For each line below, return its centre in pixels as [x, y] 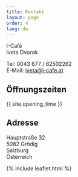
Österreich [20, 156]
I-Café [14, 46]
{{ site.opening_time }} [34, 104]
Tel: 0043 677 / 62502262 [39, 64]
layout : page [23, 18]
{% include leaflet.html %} [39, 168]
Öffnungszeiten [37, 89]
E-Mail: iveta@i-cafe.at [35, 71]
